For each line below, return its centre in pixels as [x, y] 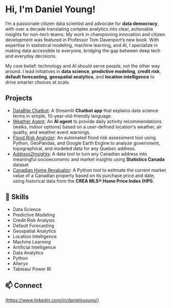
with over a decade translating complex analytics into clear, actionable [79, 29]
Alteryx [20, 263]
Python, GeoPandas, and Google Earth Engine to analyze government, [86, 143]
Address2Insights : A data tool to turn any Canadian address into [80, 153]
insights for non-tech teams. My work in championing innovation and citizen [85, 34]
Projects [19, 98]
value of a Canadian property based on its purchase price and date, [84, 175]
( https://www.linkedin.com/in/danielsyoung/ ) [52, 300]
